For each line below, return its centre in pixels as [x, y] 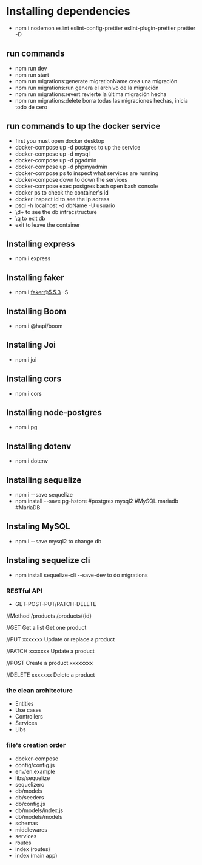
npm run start [32, 75]
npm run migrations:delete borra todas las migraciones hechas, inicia [101, 100]
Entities [24, 704]
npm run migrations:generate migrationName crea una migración [96, 81]
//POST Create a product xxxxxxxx [49, 663]
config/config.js [35, 765]
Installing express [41, 243]
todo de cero [31, 107]
